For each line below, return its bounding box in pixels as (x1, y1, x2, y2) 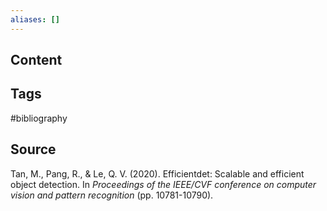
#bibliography (10, 112, 68, 124)
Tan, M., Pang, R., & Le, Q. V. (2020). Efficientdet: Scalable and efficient (10, 167, 305, 180)
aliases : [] (10, 14, 60, 25)
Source (10, 141, 57, 158)
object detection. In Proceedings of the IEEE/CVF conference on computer (10, 178, 317, 190)
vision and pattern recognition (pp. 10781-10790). (10, 189, 214, 201)
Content (10, 52, 63, 69)
